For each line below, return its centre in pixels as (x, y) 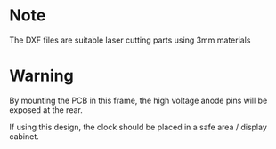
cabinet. (24, 136)
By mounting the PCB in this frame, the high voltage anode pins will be (138, 100)
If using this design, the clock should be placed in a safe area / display (138, 127)
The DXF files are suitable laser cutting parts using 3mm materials (130, 40)
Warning (41, 76)
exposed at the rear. (46, 110)
